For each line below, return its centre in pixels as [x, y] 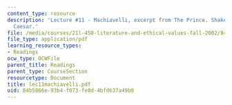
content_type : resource [41, 13]
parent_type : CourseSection [48, 71]
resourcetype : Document [41, 78]
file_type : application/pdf [48, 39]
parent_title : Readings [41, 65]
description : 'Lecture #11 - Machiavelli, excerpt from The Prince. [108, 20]
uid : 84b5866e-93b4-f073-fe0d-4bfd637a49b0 [71, 90]
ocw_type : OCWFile [33, 59]
